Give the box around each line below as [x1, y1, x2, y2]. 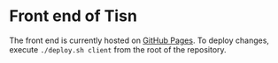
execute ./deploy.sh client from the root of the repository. [9, 44, 228, 54]
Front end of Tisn [9, 6, 137, 26]
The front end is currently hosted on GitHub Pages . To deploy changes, [9, 35, 270, 45]
